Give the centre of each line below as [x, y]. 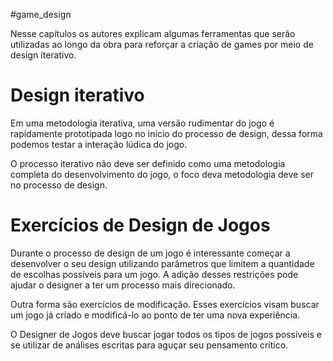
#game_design [41, 14]
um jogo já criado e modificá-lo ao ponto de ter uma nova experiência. [155, 315]
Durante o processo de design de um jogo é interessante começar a [150, 253]
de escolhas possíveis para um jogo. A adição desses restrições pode [154, 274]
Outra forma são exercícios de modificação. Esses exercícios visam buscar [165, 304]
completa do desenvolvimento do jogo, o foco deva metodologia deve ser [162, 174]
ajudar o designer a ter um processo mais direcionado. [123, 285]
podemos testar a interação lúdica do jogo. [99, 144]
